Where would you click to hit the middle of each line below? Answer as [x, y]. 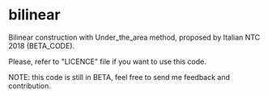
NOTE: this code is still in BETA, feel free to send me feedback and [119, 77]
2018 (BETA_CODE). [42, 45]
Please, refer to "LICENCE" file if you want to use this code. [107, 61]
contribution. [30, 86]
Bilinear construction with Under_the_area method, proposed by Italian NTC [134, 37]
